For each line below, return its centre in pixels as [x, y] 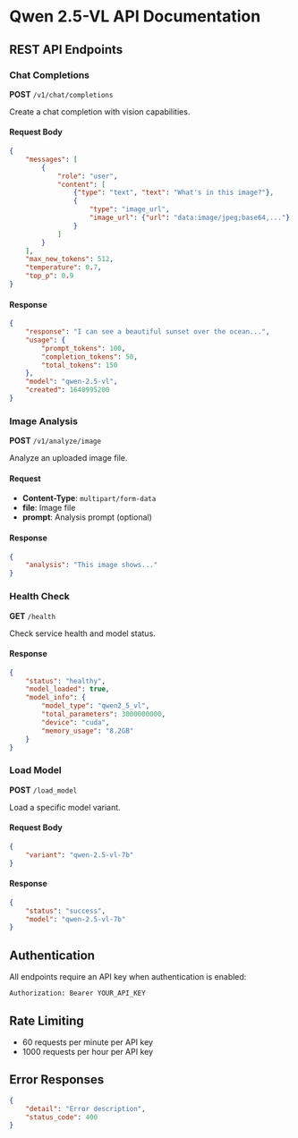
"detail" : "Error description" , [85, 1108]
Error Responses [57, 1080]
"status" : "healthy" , [65, 681]
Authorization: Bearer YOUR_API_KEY [77, 994]
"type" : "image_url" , [129, 209]
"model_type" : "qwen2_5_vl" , [96, 706]
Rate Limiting [47, 1020]
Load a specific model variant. [65, 807]
